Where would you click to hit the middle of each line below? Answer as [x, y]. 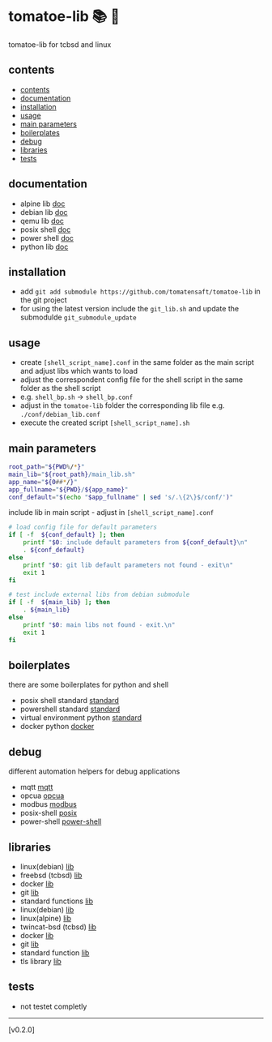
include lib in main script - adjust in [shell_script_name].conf [111, 512]
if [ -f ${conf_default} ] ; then [67, 535]
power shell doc [47, 238]
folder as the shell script [60, 388]
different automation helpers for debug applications [94, 771]
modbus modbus [48, 804]
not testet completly [53, 1006]
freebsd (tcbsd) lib [51, 875]
